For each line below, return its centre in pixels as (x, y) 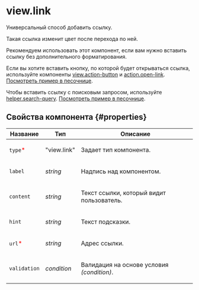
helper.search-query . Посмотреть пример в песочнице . (76, 98)
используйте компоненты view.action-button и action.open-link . (86, 74)
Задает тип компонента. (116, 149)
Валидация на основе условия (125, 264)
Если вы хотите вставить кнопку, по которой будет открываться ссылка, (98, 68)
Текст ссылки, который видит (123, 193)
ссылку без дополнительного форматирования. (67, 56)
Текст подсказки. (106, 222)
